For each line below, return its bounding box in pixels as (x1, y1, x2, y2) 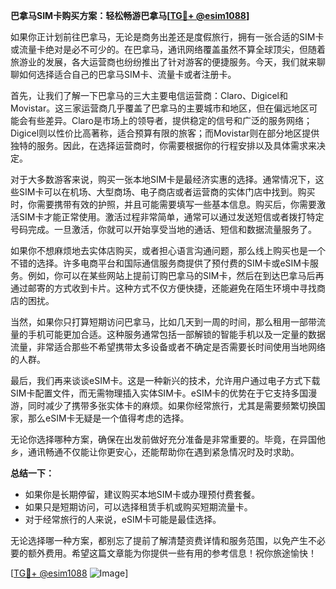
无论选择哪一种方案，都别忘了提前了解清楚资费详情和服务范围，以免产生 (10, 535, 308, 546)
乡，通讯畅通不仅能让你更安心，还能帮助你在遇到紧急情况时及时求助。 (10, 446, 300, 458)
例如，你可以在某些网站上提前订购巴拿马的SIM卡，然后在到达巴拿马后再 (27, 270, 325, 281)
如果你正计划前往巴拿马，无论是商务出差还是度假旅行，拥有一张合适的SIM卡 (10, 31, 325, 43)
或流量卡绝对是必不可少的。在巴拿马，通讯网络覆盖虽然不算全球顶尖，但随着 (10, 44, 326, 55)
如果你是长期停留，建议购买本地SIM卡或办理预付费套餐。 (24, 489, 261, 500)
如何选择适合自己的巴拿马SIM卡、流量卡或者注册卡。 (18, 69, 237, 80)
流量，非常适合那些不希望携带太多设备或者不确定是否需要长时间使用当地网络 (10, 341, 326, 353)
